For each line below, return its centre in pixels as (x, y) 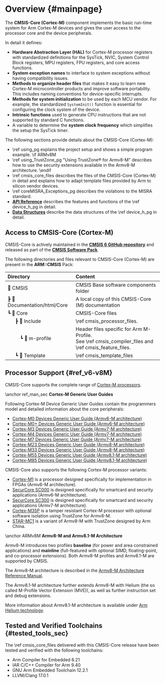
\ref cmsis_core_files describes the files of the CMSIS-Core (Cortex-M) (84, 175)
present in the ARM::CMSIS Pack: (39, 264)
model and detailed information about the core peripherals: (65, 409)
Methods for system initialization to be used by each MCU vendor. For (84, 99)
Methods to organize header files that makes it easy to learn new (79, 83)
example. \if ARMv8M (34, 154)
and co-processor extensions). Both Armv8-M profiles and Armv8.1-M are (80, 555)
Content (85, 276)
